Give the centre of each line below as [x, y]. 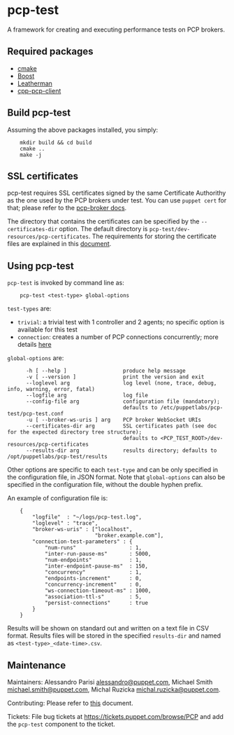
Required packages [50, 51]
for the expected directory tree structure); [74, 432]
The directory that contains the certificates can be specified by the [103, 221]
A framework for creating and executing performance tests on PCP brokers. [116, 29]
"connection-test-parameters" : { [82, 542]
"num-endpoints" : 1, [93, 560]
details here [34, 345]
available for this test [47, 330]
